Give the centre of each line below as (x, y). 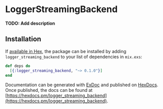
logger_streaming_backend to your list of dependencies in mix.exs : (74, 57)
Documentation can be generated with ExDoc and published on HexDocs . (82, 85)
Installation (23, 39)
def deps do (18, 66)
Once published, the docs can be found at (49, 90)
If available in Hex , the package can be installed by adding (66, 51)
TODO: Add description (30, 23)
